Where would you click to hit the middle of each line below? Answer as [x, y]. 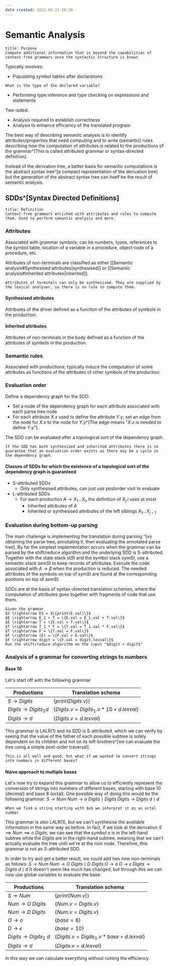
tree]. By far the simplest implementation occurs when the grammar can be [83, 547]
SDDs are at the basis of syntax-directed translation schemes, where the [80, 589]
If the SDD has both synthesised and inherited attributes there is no [82, 446]
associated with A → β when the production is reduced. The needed [76, 569]
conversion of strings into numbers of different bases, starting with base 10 [83, 788]
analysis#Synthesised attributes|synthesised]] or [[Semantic [68, 268]
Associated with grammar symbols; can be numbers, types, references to [81, 242]
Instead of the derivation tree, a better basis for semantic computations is [81, 166]
